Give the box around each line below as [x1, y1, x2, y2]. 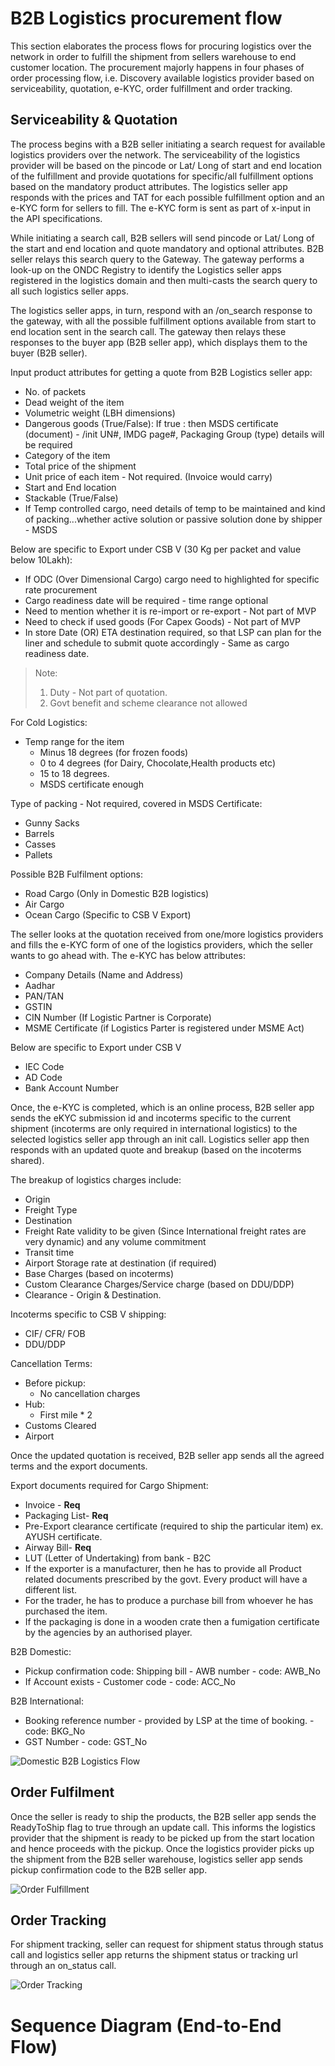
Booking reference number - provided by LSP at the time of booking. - [24, 1714, 315, 1726]
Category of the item [24, 449, 111, 461]
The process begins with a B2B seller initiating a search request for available [10, 138, 326, 150]
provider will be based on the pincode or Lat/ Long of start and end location [10, 159, 323, 171]
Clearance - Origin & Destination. [24, 1288, 162, 1301]
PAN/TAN [24, 990, 65, 1002]
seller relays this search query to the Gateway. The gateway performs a [10, 253, 305, 265]
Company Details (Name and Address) [24, 968, 184, 981]
